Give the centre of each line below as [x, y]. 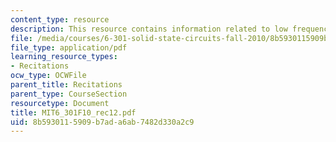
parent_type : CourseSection [69, 94]
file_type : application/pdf [69, 47]
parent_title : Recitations [66, 85]
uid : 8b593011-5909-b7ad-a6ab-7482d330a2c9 [102, 122]
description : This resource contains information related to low [149, 29]
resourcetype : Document [60, 103]
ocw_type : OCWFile [48, 76]
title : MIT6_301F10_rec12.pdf [73, 112]
